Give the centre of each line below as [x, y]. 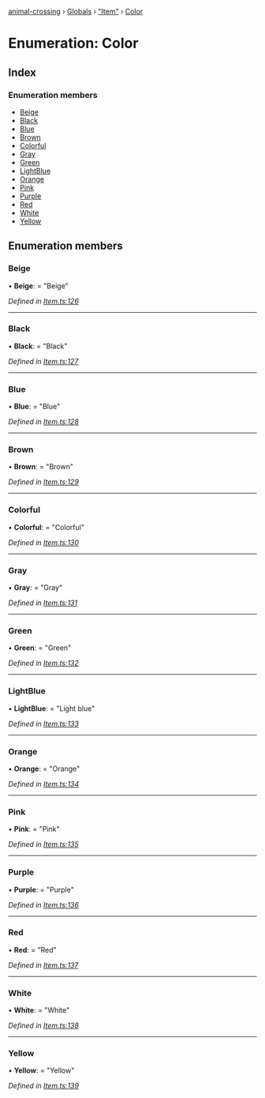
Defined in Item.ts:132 [43, 664]
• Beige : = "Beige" [38, 286]
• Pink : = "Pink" [34, 829]
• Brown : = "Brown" [41, 467]
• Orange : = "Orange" [44, 769]
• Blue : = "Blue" [34, 407]
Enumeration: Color [73, 43]
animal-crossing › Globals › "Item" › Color [76, 11]
